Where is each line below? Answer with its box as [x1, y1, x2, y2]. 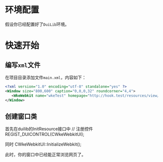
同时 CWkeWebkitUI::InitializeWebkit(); [5, 141, 81, 147]
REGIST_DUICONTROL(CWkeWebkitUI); [5, 132, 85, 137]
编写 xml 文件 [5, 61, 41, 69]
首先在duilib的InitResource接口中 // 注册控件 [5, 126, 93, 132]
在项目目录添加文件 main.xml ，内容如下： [5, 74, 86, 80]
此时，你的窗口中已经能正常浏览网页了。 [5, 152, 86, 158]
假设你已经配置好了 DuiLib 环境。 [5, 21, 69, 27]
